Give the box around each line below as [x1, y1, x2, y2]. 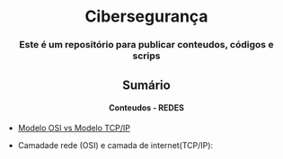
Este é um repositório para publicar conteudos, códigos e [19, 39, 274, 51]
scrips [132, 49, 161, 62]
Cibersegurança [84, 6, 208, 27]
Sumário [122, 77, 171, 93]
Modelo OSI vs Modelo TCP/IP [17, 122, 130, 133]
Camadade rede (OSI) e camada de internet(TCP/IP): [17, 139, 214, 150]
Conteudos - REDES [109, 102, 184, 113]
